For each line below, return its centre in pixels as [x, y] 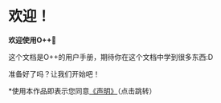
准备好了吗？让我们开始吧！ [54, 73]
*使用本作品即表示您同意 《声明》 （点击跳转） [82, 91]
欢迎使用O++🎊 [32, 40]
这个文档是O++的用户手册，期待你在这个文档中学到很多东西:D [111, 57]
